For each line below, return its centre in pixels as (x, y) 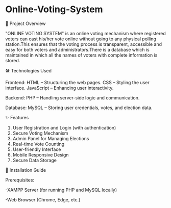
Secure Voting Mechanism (40, 133)
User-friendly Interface (37, 149)
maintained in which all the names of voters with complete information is (81, 55)
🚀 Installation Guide (26, 170)
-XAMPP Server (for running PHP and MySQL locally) (61, 190)
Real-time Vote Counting (39, 144)
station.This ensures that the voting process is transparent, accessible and (84, 44)
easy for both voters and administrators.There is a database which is (77, 49)
